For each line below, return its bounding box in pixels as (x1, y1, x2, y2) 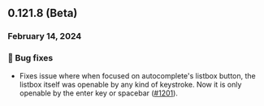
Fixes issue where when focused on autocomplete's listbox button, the (19, 70, 257, 80)
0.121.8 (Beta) (7, 6, 78, 20)
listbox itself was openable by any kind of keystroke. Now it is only (19, 79, 242, 89)
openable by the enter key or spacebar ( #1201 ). (19, 88, 178, 98)
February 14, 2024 (7, 31, 82, 42)
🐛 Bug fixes (7, 53, 54, 64)
